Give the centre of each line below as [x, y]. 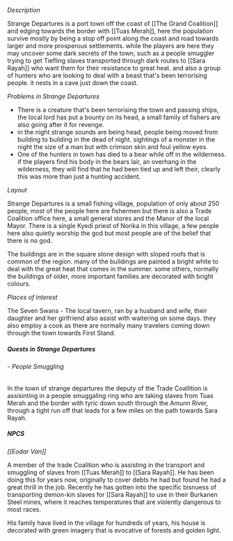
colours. [19, 284]
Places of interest [32, 297]
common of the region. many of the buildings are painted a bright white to [113, 261]
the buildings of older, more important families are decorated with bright [110, 276]
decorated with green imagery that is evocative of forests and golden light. [114, 530]
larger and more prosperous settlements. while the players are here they [111, 46]
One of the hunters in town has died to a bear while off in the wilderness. [121, 154]
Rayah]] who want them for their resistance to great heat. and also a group [114, 68]
